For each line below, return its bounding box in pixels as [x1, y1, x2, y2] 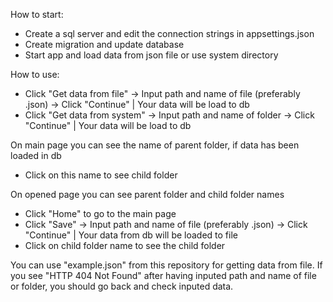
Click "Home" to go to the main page [24, 208, 177, 219]
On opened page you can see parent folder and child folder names [10, 189, 285, 200]
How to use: [10, 69, 60, 80]
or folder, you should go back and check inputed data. [10, 280, 234, 292]
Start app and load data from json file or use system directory [24, 49, 279, 61]
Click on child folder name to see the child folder [24, 240, 226, 251]
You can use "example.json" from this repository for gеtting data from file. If [10, 259, 323, 271]
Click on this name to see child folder [24, 169, 178, 181]
